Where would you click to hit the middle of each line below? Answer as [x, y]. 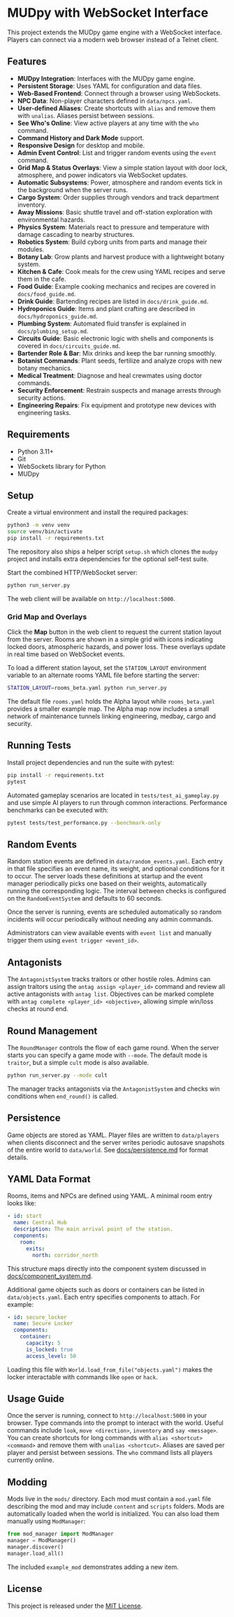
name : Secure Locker [43, 1324]
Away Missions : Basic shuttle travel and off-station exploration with [115, 212]
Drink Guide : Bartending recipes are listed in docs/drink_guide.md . [113, 301]
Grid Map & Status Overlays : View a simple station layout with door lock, [122, 167]
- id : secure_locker [37, 1317]
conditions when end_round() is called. [63, 1096]
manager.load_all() [36, 1553]
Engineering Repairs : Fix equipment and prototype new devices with [117, 405]
